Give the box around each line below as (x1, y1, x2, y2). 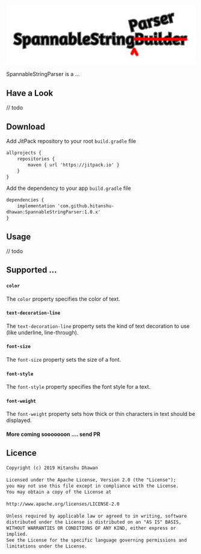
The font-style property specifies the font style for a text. (6, 383, 150, 391)
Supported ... (6, 265, 57, 275)
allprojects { (6, 150, 42, 156)
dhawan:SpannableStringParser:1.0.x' (6, 209, 101, 215)
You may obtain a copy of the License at (6, 489, 112, 495)
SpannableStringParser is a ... (6, 71, 80, 78)
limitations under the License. (6, 543, 87, 549)
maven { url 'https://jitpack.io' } (28, 162, 120, 168)
